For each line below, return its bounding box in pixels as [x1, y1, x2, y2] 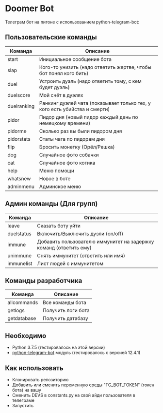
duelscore [7, 92, 31, 98]
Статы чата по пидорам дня [39, 135, 105, 142]
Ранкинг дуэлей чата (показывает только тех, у [39, 99, 151, 106]
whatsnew [7, 175, 31, 182]
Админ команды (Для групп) [5, 200, 98, 208]
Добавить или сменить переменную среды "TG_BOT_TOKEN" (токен [12, 382, 154, 388]
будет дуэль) [39, 84, 70, 91]
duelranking [7, 103, 35, 110]
